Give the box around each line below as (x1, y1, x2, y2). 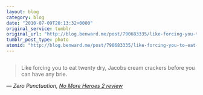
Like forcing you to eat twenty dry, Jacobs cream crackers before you (21, 64, 195, 71)
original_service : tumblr (6, 25, 71, 32)
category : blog (6, 14, 45, 20)
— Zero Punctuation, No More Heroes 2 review (6, 82, 123, 89)
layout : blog (6, 8, 39, 15)
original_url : (6, 31, 42, 37)
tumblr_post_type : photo (6, 37, 69, 43)
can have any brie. (21, 70, 68, 78)
